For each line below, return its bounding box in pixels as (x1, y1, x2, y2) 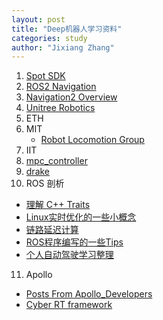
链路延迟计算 (25, 224, 79, 236)
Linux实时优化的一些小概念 (25, 211, 137, 223)
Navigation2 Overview (25, 91, 118, 103)
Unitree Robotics (25, 102, 96, 114)
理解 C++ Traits (25, 199, 91, 211)
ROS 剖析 (25, 177, 65, 190)
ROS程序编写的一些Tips (25, 236, 124, 248)
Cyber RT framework (25, 299, 113, 311)
